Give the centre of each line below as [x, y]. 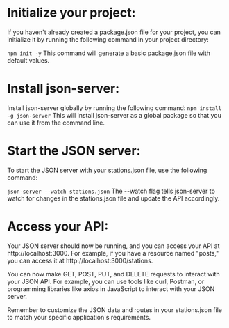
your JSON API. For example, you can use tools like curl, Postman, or [106, 281]
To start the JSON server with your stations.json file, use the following [107, 170]
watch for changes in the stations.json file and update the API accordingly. [113, 198]
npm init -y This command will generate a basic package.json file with [109, 53]
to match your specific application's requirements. [79, 317]
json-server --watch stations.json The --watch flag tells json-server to [111, 191]
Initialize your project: [71, 13]
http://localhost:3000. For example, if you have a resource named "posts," [113, 253]
